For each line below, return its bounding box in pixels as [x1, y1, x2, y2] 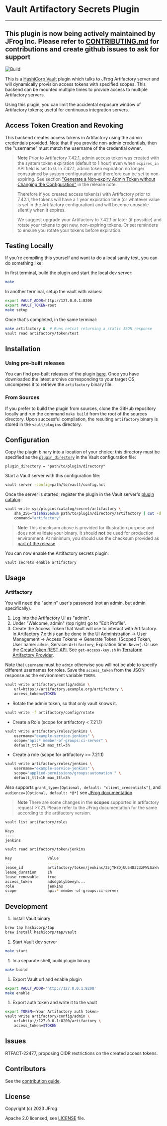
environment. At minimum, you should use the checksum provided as [17, 535, 159, 541]
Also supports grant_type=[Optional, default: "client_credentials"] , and [5, 784, 161, 790]
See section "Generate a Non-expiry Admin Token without [36, 176, 156, 182]
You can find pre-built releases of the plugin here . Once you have [5, 371, 139, 377]
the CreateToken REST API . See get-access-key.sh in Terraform [12, 647, 143, 653]
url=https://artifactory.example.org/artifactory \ [14, 687, 123, 692]
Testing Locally [5, 241, 54, 250]
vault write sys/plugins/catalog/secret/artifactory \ [5, 506, 121, 511]
